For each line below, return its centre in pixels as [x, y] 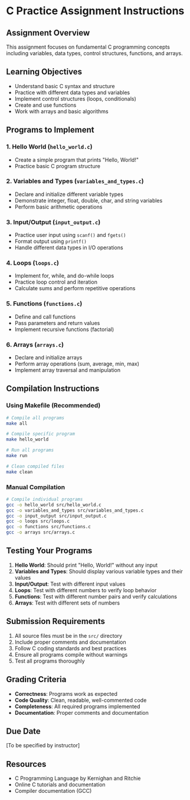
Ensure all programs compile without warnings [71, 654]
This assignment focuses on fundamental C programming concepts [88, 47]
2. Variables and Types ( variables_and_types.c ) [75, 181]
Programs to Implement [50, 130]
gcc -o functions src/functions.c [49, 527]
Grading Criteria [36, 679]
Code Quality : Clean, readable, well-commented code [81, 700]
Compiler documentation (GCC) [53, 791]
